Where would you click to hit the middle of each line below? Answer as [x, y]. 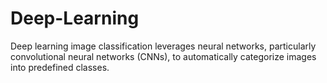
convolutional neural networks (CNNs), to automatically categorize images [163, 56]
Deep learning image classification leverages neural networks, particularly [163, 46]
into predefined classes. [60, 67]
